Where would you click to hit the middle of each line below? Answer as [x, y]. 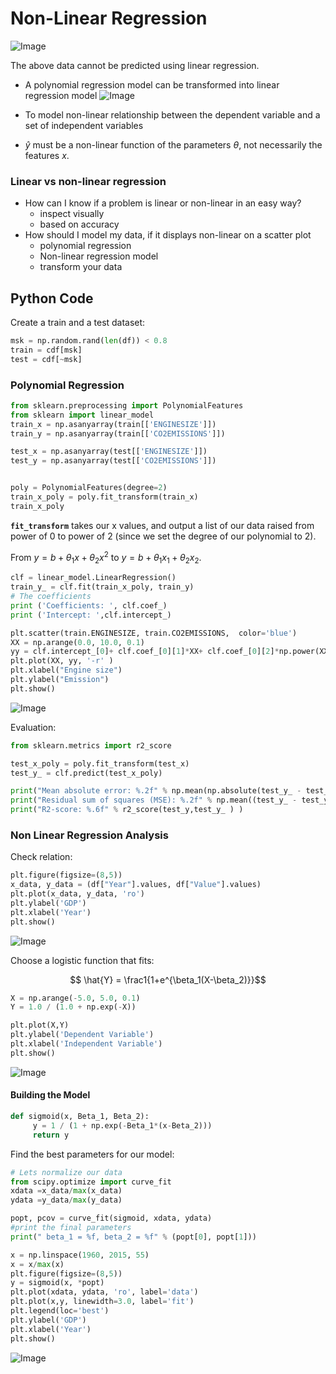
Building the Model [50, 1095]
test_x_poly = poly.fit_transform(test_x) [100, 763]
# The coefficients [51, 597]
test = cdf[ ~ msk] [46, 359]
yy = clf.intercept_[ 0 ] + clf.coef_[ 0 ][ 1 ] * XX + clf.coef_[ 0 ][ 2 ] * [145, 652]
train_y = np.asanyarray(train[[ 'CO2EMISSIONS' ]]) [118, 433]
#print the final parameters [71, 1228]
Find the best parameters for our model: [92, 1154]
